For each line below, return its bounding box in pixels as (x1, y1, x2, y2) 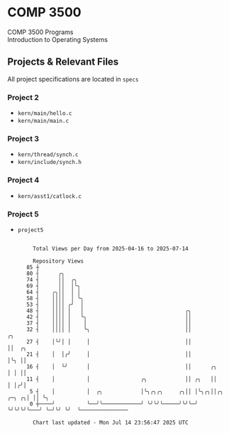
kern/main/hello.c (17, 110, 72, 117)
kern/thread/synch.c (17, 151, 79, 158)
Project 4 (7, 175, 40, 185)
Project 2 (7, 92, 39, 102)
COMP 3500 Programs (7, 28, 74, 36)
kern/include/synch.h (17, 159, 82, 166)
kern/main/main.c (17, 118, 69, 125)
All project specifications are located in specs (7, 75, 139, 83)
